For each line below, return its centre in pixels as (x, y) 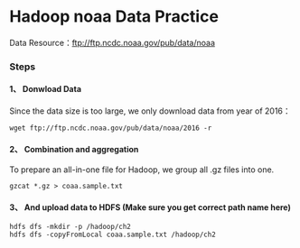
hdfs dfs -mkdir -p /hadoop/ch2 (70, 227)
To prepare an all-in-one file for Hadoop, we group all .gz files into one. (142, 170)
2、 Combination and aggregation (74, 149)
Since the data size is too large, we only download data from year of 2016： (150, 111)
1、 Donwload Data (46, 89)
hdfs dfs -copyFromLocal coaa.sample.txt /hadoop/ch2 (113, 235)
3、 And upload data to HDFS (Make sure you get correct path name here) (150, 207)
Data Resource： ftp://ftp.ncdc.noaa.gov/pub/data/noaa (112, 42)
